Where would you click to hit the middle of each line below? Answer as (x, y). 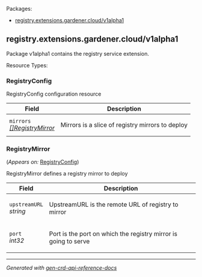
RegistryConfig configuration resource (54, 94)
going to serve (69, 242)
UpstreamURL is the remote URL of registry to (114, 205)
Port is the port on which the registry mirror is (113, 234)
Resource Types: (27, 65)
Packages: (19, 9)
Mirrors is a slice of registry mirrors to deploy (124, 125)
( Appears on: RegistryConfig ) (43, 162)
